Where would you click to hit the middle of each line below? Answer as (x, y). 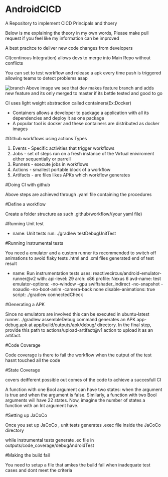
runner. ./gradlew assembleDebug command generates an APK (70, 319)
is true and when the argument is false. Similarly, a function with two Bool (81, 395)
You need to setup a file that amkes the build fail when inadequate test (78, 465)
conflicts (14, 63)
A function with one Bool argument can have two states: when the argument (84, 389)
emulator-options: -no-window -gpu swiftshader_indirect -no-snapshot (86, 284)
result (11, 263)
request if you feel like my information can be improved (62, 38)
